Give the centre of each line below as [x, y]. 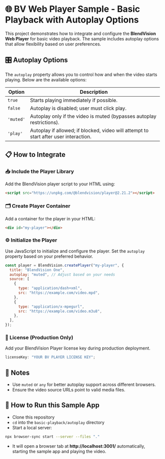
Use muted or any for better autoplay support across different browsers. [84, 385]
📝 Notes [17, 372]
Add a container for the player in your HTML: [50, 218]
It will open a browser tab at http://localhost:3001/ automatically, [79, 446]
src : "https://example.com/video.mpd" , [59, 293]
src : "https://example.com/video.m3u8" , [60, 311]
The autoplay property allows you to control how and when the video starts [81, 74]
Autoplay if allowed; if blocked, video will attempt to [89, 130]
